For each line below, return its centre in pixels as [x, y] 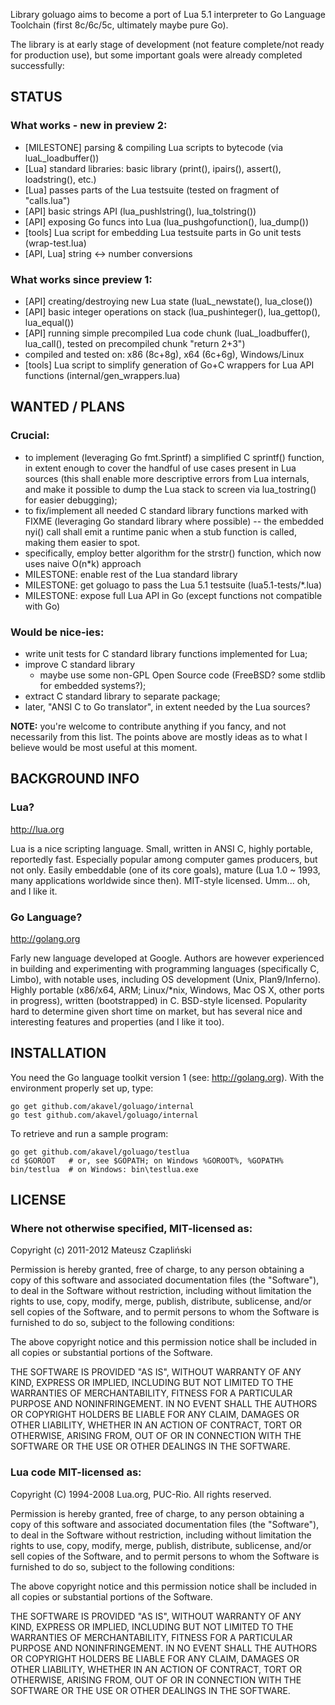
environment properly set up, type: [82, 1088]
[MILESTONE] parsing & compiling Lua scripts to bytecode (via [154, 147]
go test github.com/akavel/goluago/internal [104, 1115]
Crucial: [30, 436]
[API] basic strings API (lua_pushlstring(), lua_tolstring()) [140, 211]
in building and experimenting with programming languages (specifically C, [165, 968]
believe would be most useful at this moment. [104, 747]
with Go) [42, 606]
